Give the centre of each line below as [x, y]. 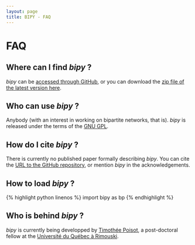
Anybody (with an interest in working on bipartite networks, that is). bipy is [96, 120]
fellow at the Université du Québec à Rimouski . [62, 236]
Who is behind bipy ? [45, 216]
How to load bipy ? [40, 183]
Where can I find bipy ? [49, 68]
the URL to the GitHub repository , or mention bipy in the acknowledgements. [98, 165]
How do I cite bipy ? [42, 145]
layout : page [22, 11]
